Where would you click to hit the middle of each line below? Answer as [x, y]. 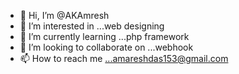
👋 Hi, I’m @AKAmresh [64, 15]
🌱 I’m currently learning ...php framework [104, 36]
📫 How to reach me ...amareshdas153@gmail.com [124, 58]
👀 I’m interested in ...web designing [92, 26]
